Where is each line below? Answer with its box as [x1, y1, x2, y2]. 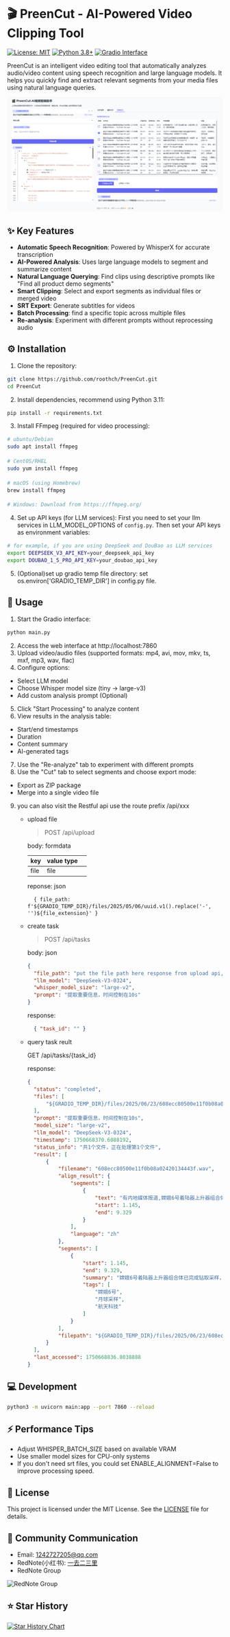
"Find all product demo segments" [16, 280, 114, 288]
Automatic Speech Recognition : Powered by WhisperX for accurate [16, 243, 210, 251]
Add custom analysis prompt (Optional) [16, 691, 128, 699]
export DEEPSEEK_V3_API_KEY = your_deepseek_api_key [7, 550, 155, 557]
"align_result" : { [57, 1173, 111, 1179]
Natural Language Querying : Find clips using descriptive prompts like [16, 273, 215, 281]
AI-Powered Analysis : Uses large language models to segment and [16, 258, 209, 266]
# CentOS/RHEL [7, 458, 48, 465]
